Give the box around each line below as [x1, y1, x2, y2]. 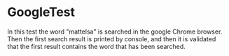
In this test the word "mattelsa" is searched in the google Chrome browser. [7, 27, 223, 36]
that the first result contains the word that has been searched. [7, 42, 186, 50]
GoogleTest [7, 4, 76, 20]
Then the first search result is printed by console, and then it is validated [7, 34, 216, 43]
